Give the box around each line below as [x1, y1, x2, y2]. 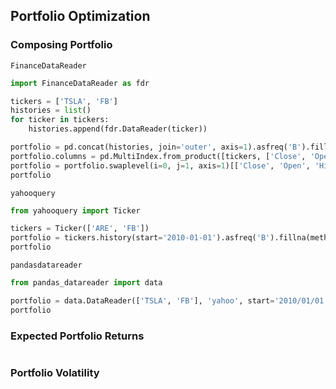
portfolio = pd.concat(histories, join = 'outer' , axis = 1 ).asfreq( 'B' [10, 142, 302, 153]
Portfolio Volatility [10, 365, 100, 379]
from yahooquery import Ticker [10, 205, 141, 216]
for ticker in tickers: [10, 115, 110, 125]
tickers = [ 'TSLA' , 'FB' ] [10, 96, 118, 106]
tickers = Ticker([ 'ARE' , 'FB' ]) [10, 224, 150, 234]
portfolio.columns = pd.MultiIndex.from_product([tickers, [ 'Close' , [10, 151, 307, 161]
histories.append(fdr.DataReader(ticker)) [28, 124, 208, 134]
